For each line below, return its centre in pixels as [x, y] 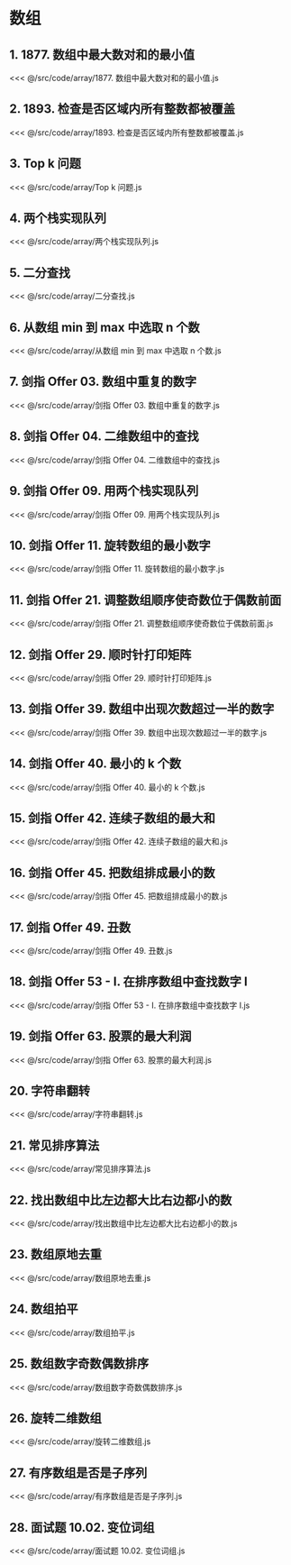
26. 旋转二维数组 [55, 1418]
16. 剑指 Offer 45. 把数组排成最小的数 [113, 872]
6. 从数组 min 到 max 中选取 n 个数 [105, 327]
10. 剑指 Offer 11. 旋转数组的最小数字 [110, 545]
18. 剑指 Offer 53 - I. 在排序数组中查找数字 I [128, 982]
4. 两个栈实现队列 [58, 219]
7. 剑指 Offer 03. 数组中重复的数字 [103, 382]
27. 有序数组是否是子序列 [78, 1473]
